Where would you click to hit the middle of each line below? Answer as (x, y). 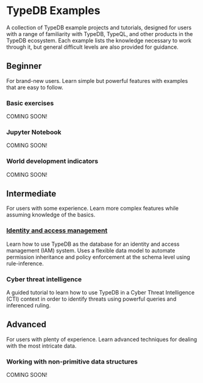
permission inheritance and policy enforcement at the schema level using (98, 257)
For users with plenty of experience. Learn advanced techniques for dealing (102, 339)
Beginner (24, 66)
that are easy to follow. (35, 87)
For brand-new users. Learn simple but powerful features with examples (97, 81)
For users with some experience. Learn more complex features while (92, 209)
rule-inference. (25, 263)
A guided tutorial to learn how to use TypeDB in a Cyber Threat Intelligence (101, 293)
